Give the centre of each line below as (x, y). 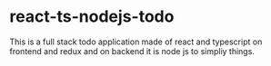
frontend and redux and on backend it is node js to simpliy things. (132, 51)
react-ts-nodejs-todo (92, 17)
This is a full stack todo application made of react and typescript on (136, 42)
